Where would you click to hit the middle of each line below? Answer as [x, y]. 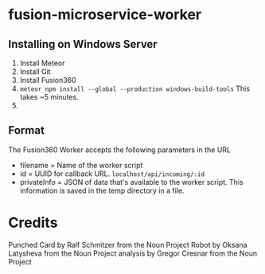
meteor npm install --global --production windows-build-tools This [135, 88]
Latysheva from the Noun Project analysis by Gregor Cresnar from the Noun [133, 253]
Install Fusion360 [48, 80]
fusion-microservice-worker [105, 15]
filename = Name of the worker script [81, 165]
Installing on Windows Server [83, 44]
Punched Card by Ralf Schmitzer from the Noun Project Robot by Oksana [128, 245]
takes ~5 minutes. [49, 97]
